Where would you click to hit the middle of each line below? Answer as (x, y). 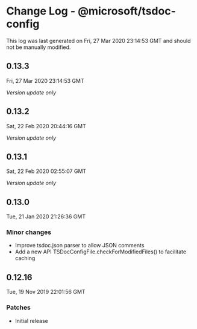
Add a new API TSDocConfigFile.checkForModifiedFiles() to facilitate (101, 252)
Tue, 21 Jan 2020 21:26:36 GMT (46, 217)
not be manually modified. (39, 47)
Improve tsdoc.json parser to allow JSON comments (80, 246)
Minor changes (29, 232)
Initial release (31, 321)
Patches (19, 308)
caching (25, 258)
